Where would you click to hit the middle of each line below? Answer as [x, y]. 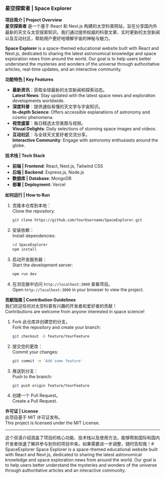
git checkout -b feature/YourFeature [51, 336]
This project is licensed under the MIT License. [53, 423]
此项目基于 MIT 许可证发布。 [34, 417]
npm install [24, 250]
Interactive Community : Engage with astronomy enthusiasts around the [85, 140]
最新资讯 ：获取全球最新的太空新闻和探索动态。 [59, 90]
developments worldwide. [38, 101]
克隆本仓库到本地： [32, 206]
